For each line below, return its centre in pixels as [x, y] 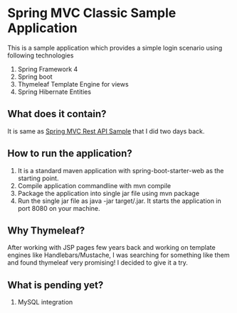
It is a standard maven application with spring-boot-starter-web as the [121, 170]
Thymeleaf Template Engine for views [73, 84]
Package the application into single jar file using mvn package [109, 193]
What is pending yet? [56, 285]
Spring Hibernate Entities [54, 92]
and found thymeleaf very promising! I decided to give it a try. [98, 263]
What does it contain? [57, 114]
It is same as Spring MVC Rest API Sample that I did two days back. [106, 131]
